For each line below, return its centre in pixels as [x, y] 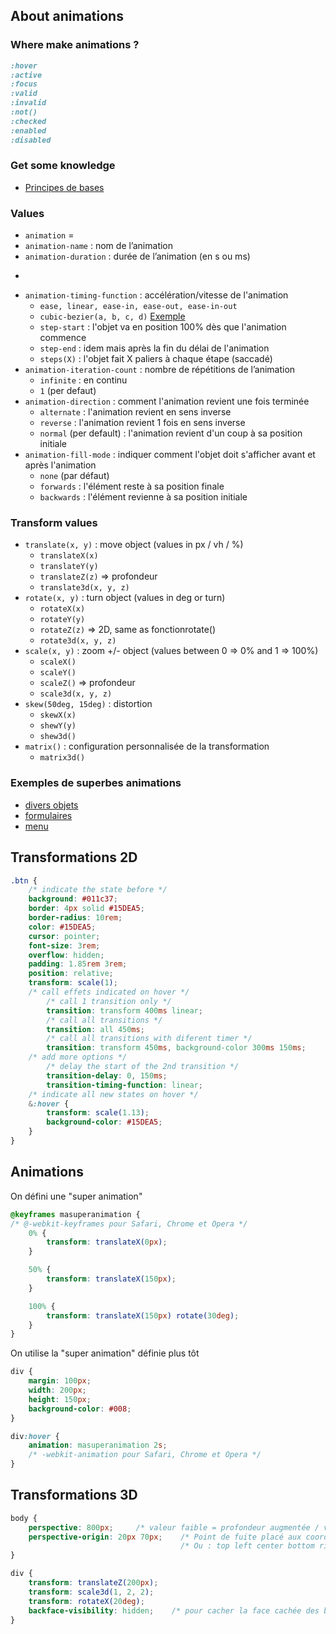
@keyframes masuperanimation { [75, 1214]
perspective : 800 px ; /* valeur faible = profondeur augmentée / [174, 1527]
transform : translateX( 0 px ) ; [107, 1242]
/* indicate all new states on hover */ [113, 1094]
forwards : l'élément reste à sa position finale [132, 486]
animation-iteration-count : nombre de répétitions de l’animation [160, 370]
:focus [24, 84]
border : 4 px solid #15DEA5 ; [86, 909]
